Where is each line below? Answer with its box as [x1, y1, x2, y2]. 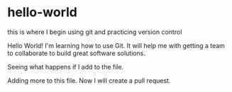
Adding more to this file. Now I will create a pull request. [7, 76, 171, 85]
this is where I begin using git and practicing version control [7, 28, 182, 36]
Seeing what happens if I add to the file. [7, 62, 124, 71]
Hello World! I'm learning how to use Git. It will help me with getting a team [7, 41, 226, 50]
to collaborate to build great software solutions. [7, 49, 145, 57]
